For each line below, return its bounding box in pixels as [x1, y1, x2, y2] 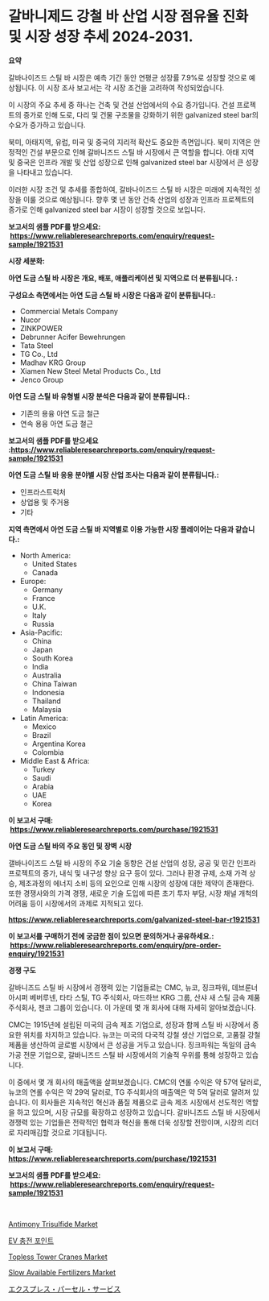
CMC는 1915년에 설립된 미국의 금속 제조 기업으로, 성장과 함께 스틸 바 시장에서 [8, 1020, 251, 1030]
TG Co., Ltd [19, 349, 59, 358]
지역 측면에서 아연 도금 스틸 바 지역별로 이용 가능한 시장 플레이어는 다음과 [8, 524, 234, 534]
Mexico [31, 722, 57, 731]
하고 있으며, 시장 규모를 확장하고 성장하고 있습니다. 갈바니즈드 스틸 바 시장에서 [16, 1107, 261, 1117]
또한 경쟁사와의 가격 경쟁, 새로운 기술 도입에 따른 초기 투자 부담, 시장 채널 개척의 [8, 888, 259, 898]
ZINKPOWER [19, 323, 63, 333]
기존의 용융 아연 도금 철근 [19, 408, 100, 418]
